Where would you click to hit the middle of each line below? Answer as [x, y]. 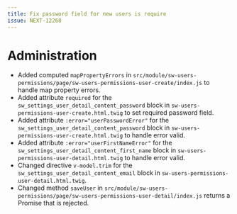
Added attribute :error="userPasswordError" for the [93, 120]
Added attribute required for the [65, 98]
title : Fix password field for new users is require [87, 14]
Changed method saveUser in [60, 188]
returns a [217, 196]
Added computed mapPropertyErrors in [75, 75]
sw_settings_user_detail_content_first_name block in [97, 150]
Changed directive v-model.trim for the [75, 165]
